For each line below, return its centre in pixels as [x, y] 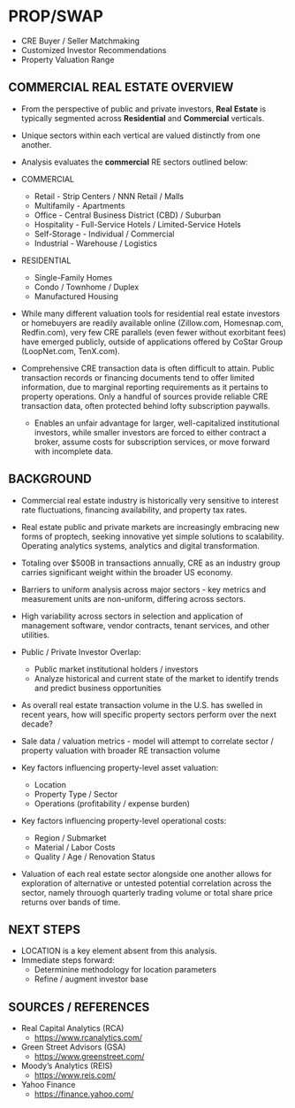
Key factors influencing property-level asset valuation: [120, 767]
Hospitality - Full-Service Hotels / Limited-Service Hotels [138, 224]
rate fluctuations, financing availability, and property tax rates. [134, 510]
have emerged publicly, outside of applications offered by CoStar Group [152, 342]
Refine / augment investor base [91, 979]
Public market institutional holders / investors [116, 669]
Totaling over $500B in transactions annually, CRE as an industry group [151, 563]
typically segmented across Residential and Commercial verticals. [143, 118]
